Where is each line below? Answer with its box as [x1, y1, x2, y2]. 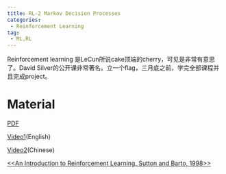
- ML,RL [10, 36, 32, 42]
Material [7, 97, 55, 112]
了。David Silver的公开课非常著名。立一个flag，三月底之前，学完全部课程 [7, 64, 214, 72]
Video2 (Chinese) [7, 146, 55, 154]
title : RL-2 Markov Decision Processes [7, 10, 121, 17]
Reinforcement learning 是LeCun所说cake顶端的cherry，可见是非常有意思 [7, 55, 216, 64]
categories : [7, 16, 41, 23]
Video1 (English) [7, 133, 51, 141]
